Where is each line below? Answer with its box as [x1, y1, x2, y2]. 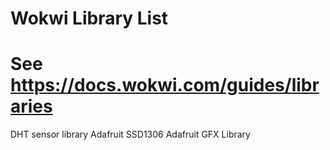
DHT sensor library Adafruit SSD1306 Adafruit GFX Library [10, 128, 251, 141]
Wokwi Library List [10, 7, 169, 30]
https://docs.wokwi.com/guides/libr [10, 74, 320, 97]
